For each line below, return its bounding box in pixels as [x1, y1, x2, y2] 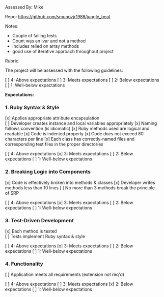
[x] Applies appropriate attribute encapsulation [5, 115, 100, 121]
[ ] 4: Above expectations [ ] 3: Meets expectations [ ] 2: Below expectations [5, 77, 160, 83]
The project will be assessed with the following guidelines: [5, 67, 123, 73]
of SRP [5, 190, 19, 196]
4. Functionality [5, 260, 43, 267]
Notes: [5, 23, 19, 29]
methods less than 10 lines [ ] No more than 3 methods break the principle [5, 184, 155, 191]
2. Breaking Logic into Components [5, 168, 91, 175]
